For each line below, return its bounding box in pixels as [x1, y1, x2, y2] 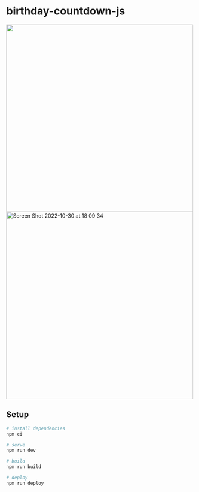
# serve [6, 442, 26, 448]
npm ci [6, 431, 23, 437]
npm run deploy [6, 480, 44, 486]
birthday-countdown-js [6, 4, 125, 18]
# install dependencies [6, 425, 66, 431]
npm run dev [6, 448, 36, 454]
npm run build [6, 464, 42, 470]
